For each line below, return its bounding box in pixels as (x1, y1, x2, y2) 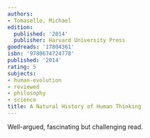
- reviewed (7, 83, 40, 90)
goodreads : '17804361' (7, 43, 75, 51)
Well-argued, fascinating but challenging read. (7, 122, 144, 131)
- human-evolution (7, 76, 62, 84)
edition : (7, 23, 33, 31)
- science (7, 97, 37, 104)
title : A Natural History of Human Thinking (7, 103, 141, 110)
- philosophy (7, 90, 46, 97)
